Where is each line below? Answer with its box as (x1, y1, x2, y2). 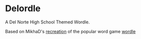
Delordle (5, 3, 41, 14)
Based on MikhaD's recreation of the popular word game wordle (5, 28, 136, 34)
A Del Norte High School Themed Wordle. (5, 19, 90, 25)
